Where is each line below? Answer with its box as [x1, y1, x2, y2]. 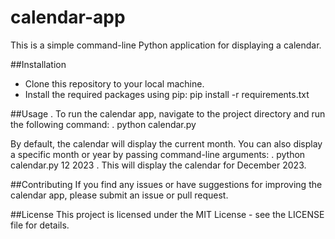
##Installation [10, 58, 67, 70]
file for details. [10, 219, 70, 231]
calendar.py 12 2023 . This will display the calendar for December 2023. [10, 159, 307, 171]
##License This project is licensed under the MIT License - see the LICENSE [10, 208, 325, 220]
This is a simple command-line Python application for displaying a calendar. [10, 39, 322, 51]
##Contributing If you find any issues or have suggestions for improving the [10, 178, 323, 190]
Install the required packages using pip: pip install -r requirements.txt [24, 88, 310, 100]
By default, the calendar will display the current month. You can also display [10, 137, 323, 150]
